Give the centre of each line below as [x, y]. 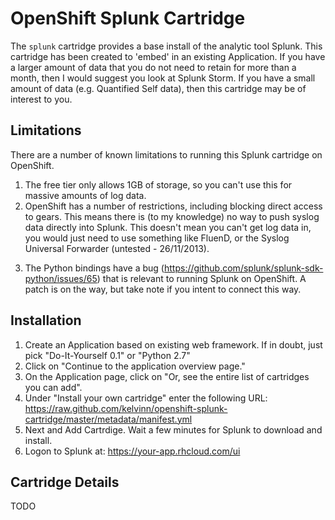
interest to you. [41, 99]
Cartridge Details [65, 482]
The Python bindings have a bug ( [94, 268]
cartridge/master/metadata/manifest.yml [108, 419]
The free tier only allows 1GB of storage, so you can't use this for [158, 184]
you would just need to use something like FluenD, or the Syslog [157, 238]
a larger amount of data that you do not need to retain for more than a [153, 67]
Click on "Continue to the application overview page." [135, 366]
